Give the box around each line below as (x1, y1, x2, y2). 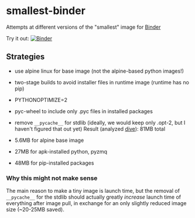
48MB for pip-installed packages (14, 159, 94, 166)
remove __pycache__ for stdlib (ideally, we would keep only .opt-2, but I (14, 119, 186, 126)
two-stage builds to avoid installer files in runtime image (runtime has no (14, 79, 189, 86)
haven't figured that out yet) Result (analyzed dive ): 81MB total (14, 125, 166, 132)
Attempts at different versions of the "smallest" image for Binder (6, 23, 161, 30)
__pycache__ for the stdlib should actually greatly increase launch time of (6, 193, 182, 200)
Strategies (6, 52, 45, 62)
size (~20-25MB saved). (6, 206, 64, 213)
